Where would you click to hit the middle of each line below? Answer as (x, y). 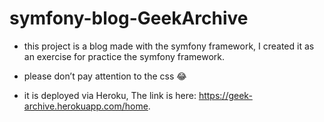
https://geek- (225, 95)
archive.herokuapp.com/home (86, 106)
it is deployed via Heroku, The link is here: (110, 95)
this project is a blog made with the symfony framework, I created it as (169, 46)
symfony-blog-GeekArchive (129, 18)
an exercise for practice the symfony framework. (124, 56)
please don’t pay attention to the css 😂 (105, 76)
